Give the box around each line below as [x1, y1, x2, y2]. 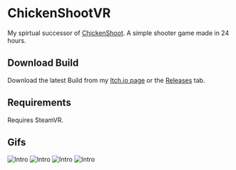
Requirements [7, 96, 71, 109]
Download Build [7, 57, 79, 69]
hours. [7, 36, 26, 44]
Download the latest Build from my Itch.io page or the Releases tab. [7, 76, 205, 84]
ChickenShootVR [7, 5, 111, 21]
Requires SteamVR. [7, 116, 64, 124]
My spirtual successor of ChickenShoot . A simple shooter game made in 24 [7, 29, 230, 37]
